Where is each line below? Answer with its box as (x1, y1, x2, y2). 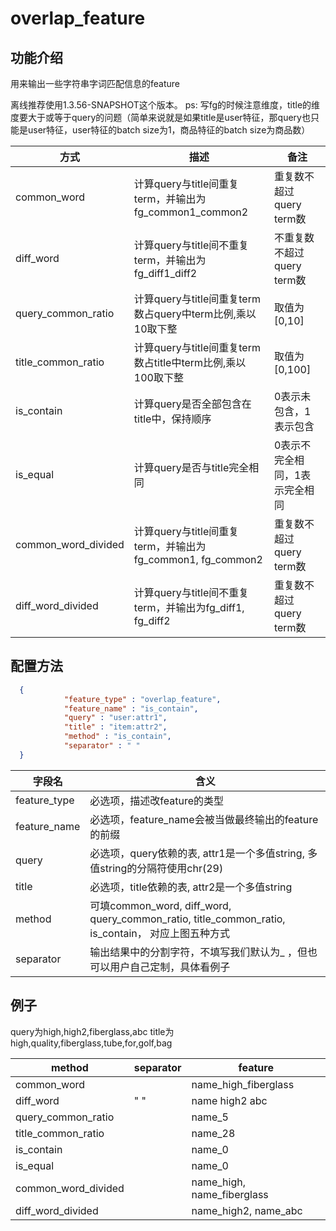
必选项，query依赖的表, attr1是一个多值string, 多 (89, 846, 318, 860)
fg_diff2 (133, 614, 171, 627)
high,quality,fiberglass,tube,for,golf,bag (10, 1037, 173, 1049)
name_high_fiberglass (191, 1077, 295, 1091)
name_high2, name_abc (191, 1203, 303, 1217)
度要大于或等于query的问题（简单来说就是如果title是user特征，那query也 (10, 112, 311, 123)
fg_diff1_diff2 (133, 267, 198, 280)
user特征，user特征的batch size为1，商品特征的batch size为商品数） (27, 124, 311, 136)
